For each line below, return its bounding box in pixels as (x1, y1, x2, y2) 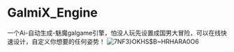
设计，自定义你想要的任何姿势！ (13, 37, 105, 46)
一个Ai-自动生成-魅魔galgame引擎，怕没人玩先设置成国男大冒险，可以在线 (7, 28, 221, 37)
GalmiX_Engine (7, 5, 98, 21)
